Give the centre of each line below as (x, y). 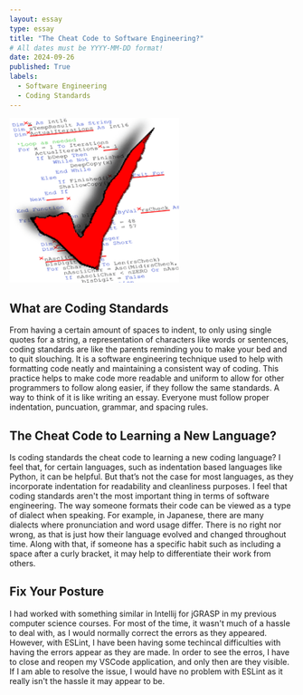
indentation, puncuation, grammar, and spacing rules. (109, 407)
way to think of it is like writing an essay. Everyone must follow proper (139, 398)
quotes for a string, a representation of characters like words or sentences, (149, 340)
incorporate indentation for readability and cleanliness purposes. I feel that (148, 487)
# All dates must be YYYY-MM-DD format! (87, 48)
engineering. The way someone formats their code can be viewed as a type (150, 506)
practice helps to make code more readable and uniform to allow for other (147, 378)
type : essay (32, 29)
